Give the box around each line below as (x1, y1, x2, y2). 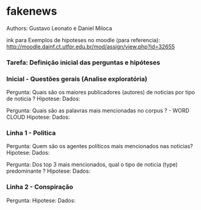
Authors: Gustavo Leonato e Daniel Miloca (6, 24, 112, 32)
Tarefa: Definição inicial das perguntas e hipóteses (6, 58, 161, 67)
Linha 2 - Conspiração (6, 182, 73, 191)
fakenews (6, 4, 57, 18)
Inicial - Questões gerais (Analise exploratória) (6, 75, 148, 83)
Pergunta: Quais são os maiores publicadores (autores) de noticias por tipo (6, 89, 196, 96)
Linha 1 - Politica (6, 129, 56, 137)
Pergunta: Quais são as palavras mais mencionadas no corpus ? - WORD (6, 107, 189, 114)
